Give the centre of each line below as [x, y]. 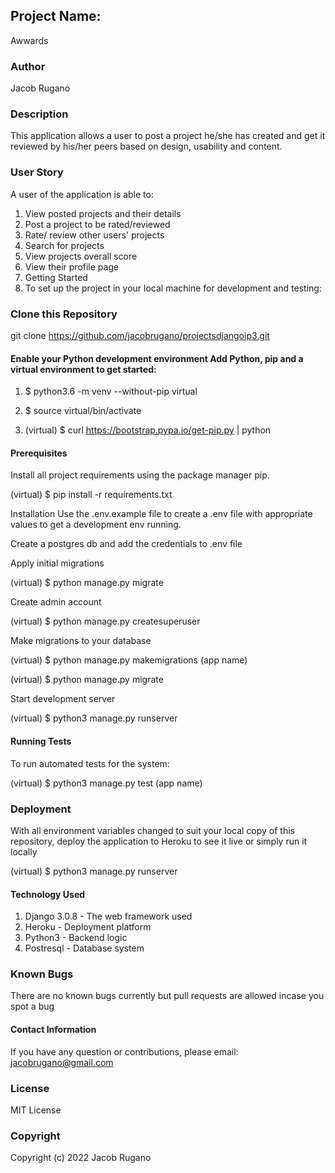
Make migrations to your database [81, 641]
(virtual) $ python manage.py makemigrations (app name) [129, 660]
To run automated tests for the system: [90, 763]
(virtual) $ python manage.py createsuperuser [105, 621]
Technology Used [48, 894]
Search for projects [64, 245]
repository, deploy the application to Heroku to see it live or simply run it [159, 841]
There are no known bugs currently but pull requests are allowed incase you [167, 996]
